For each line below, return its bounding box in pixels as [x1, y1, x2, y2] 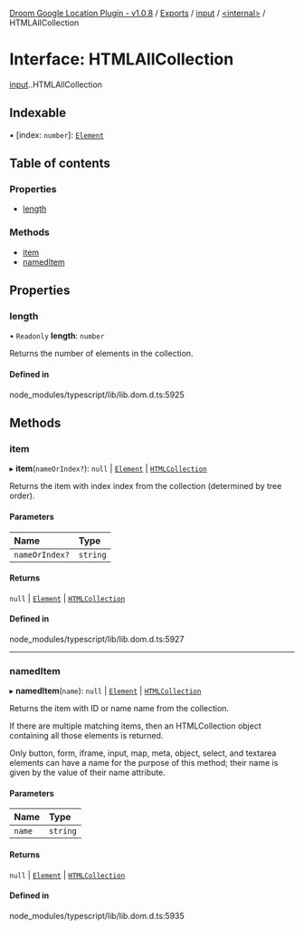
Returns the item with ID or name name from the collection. [9, 703, 229, 714]
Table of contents [9, 156, 110, 171]
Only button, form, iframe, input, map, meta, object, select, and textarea [9, 748, 277, 759]
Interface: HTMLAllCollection [9, 49, 234, 70]
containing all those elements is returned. [9, 730, 164, 741]
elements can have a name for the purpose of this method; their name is [9, 758, 279, 768]
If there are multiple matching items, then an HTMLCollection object [9, 720, 261, 731]
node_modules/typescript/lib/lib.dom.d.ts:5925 [9, 389, 185, 400]
